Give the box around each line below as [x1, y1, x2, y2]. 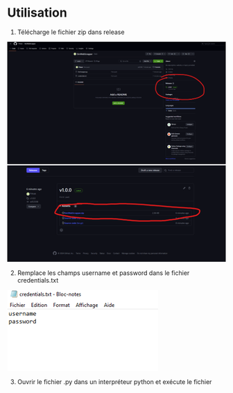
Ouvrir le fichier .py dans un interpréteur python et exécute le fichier [17, 378, 212, 386]
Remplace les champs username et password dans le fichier [17, 269, 190, 277]
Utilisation [7, 5, 67, 21]
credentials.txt [17, 276, 59, 285]
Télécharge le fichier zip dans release [17, 28, 125, 36]
